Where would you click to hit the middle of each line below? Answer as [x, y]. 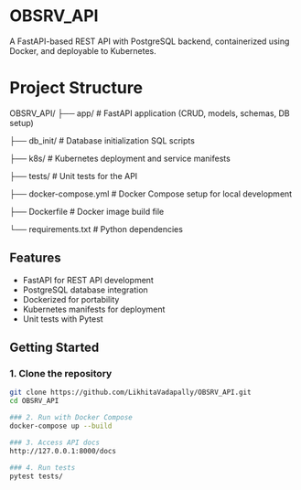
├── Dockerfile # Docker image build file [87, 211]
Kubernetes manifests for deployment [94, 309]
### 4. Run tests [43, 467]
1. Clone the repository [61, 373]
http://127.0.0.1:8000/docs [63, 451]
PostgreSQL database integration [85, 290]
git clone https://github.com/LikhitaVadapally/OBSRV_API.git [130, 393]
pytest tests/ [37, 476]
